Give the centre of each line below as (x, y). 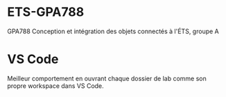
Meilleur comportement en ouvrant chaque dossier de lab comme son (107, 78)
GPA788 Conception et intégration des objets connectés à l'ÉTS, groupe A (113, 31)
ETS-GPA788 (46, 12)
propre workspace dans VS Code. (55, 86)
